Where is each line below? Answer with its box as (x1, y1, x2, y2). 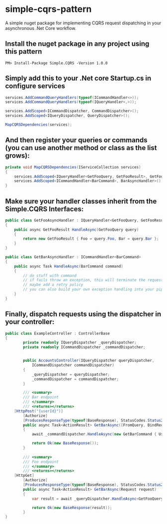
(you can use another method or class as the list (5, 144, 157, 152)
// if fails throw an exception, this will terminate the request (23, 277, 164, 283)
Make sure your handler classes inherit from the (5, 197, 157, 205)
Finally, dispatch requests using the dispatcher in (5, 310, 162, 319)
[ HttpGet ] (14, 473, 35, 478)
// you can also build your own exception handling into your (23, 287, 155, 292)
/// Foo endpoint (23, 459, 59, 464)
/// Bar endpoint (23, 395, 59, 400)
